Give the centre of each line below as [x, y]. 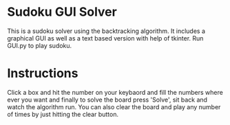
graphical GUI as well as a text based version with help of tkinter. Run [105, 38]
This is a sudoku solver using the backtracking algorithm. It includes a [106, 31]
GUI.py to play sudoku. [40, 45]
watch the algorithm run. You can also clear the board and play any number [114, 106]
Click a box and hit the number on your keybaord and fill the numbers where [115, 92]
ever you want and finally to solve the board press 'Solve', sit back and [107, 100]
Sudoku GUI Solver [62, 12]
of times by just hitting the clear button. [63, 114]
